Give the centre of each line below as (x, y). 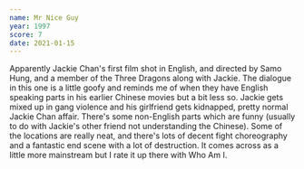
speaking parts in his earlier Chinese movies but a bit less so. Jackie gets (147, 98)
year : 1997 (30, 26)
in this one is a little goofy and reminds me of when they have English (139, 88)
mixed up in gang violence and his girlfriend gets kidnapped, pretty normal (149, 107)
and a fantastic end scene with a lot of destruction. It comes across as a (144, 146)
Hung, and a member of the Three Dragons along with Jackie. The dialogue (151, 79)
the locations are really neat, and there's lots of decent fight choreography (148, 136)
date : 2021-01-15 (42, 43)
